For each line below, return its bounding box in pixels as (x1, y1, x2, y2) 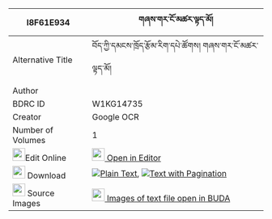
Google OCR (91, 112, 139, 122)
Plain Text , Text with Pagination (100, 167, 227, 179)
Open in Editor (106, 153, 162, 163)
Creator (12, 112, 42, 122)
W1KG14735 (91, 99, 143, 109)
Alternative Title (12, 54, 73, 65)
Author (12, 85, 39, 96)
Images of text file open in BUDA (106, 193, 231, 204)
